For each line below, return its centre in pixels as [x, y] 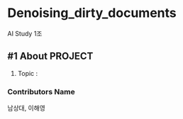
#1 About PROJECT [50, 56]
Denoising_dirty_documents [92, 13]
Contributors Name [41, 91]
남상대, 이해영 [27, 108]
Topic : [28, 73]
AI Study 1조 [25, 33]
